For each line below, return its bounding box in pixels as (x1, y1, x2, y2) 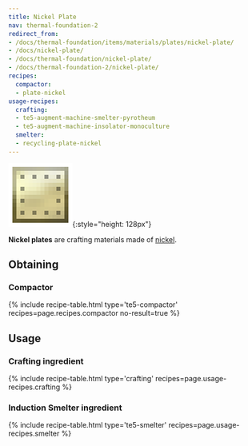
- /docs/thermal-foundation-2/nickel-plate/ (8, 64, 159, 72)
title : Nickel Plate (8, 13, 78, 21)
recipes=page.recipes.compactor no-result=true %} (8, 309, 180, 318)
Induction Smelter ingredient (8, 402, 122, 413)
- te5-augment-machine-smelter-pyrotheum (15, 114, 156, 122)
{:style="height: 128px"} (72, 219, 152, 229)
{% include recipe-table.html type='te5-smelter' (8, 420, 167, 430)
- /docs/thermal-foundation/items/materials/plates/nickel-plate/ (8, 38, 234, 46)
